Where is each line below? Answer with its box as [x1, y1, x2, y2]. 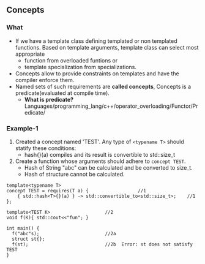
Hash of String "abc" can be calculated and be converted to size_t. [24, 164, 193, 171]
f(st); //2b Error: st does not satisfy [12, 241, 193, 247]
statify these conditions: [15, 144, 76, 152]
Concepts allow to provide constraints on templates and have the [15, 70, 179, 77]
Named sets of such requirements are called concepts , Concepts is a [15, 83, 192, 90]
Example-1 [6, 124, 39, 132]
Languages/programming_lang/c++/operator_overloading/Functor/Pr [24, 102, 198, 110]
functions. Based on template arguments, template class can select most [15, 43, 199, 51]
